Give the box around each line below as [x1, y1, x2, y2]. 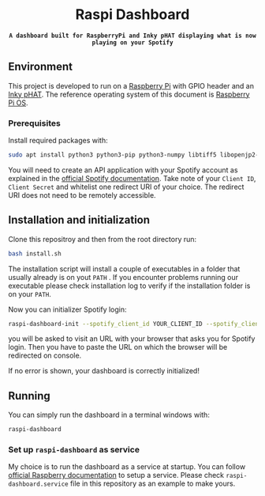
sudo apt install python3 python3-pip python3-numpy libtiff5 [8, 151, 217, 159]
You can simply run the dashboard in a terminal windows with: [8, 410, 211, 420]
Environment [8, 60, 73, 74]
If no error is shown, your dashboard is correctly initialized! [8, 366, 200, 376]
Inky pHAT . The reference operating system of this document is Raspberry [8, 89, 250, 99]
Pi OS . [8, 97, 29, 108]
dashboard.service [8, 480, 69, 488]
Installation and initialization [8, 214, 151, 227]
